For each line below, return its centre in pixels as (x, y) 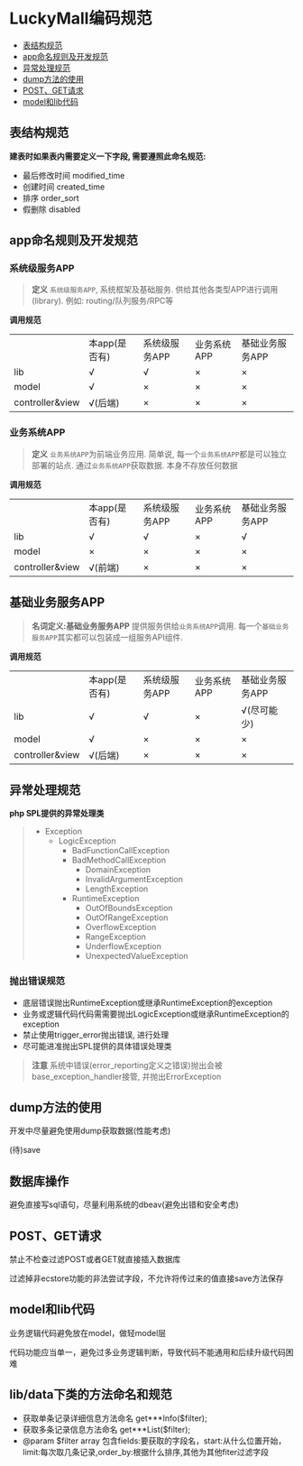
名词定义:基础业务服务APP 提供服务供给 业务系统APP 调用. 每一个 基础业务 (160, 626)
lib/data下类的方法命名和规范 (91, 1395)
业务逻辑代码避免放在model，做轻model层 (88, 1332)
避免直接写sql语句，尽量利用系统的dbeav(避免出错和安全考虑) (124, 1204)
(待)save (25, 1150)
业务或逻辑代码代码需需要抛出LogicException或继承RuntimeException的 (156, 1014)
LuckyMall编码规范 (81, 18)
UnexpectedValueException (137, 956)
